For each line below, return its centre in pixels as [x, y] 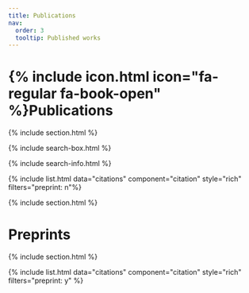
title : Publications [42, 15]
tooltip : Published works [58, 38]
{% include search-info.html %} [60, 164]
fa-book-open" [110, 94]
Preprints [40, 235]
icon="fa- [186, 77]
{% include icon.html [79, 77]
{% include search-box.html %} [60, 148]
